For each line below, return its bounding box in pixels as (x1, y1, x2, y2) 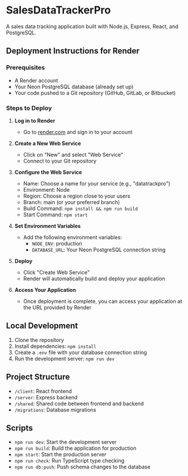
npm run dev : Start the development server (14, 439, 117, 446)
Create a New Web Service (14, 140, 81, 147)
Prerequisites (6, 64, 45, 72)
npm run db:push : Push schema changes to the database (14, 463, 151, 471)
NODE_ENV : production (32, 240, 83, 247)
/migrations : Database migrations (14, 406, 96, 413)
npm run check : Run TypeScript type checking (14, 457, 124, 464)
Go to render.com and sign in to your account (23, 128, 133, 135)
